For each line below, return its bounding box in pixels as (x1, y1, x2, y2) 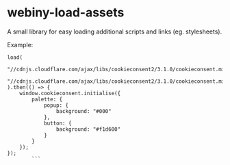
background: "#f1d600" (55, 125, 121, 133)
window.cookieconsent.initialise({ (19, 90, 121, 97)
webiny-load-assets (7, 5, 125, 21)
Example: (7, 40, 34, 49)
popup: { (43, 101, 69, 109)
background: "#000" (55, 107, 112, 114)
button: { (43, 120, 72, 127)
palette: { (31, 96, 63, 103)
